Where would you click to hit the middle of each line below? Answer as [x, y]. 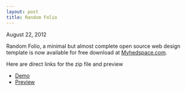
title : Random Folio [32, 17]
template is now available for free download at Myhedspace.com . [87, 52]
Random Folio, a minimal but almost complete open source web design [93, 46]
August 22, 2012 [26, 34]
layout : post [22, 12]
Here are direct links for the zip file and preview [65, 64]
